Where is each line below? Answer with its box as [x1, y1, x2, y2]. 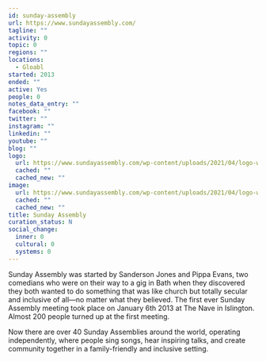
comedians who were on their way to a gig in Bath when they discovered [8, 278, 245, 287]
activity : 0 [8, 33, 47, 42]
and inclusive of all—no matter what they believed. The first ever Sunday [8, 294, 245, 304]
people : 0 [8, 93, 41, 101]
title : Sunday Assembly [8, 211, 87, 219]
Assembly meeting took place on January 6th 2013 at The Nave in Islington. [8, 303, 255, 313]
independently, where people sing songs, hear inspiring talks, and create [8, 335, 246, 345]
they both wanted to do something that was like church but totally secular [8, 286, 248, 296]
